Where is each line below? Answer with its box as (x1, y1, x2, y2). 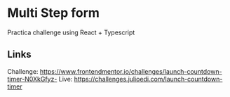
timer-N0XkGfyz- (7, 75, 57, 83)
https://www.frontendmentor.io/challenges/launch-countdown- (39, 67, 222, 75)
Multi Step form (7, 5, 100, 21)
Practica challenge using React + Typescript (7, 28, 135, 37)
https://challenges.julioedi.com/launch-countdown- (74, 75, 223, 83)
